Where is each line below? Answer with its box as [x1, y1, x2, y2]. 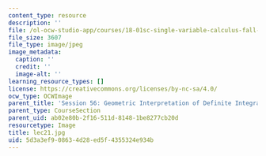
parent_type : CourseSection [8, 107, 101, 115]
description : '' [8, 19, 62, 27]
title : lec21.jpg [8, 128, 66, 136]
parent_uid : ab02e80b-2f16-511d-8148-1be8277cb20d [8, 114, 179, 122]
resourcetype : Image [8, 121, 77, 129]
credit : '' [15, 63, 51, 71]
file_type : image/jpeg [8, 41, 83, 49]
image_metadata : [8, 48, 62, 56]
